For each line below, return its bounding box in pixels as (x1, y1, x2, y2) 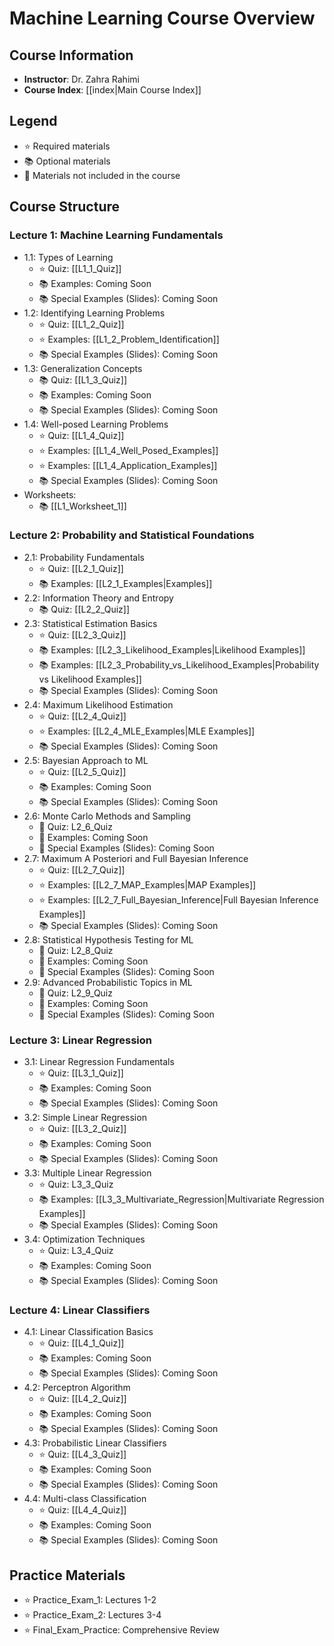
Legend (9, 113, 58, 130)
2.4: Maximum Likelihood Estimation (23, 698, 174, 711)
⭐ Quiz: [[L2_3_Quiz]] (38, 628, 127, 641)
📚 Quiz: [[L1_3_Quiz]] (38, 373, 128, 386)
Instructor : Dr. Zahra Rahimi (23, 73, 140, 85)
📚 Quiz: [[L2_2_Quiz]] (38, 603, 131, 615)
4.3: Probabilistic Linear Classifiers (23, 1437, 167, 1449)
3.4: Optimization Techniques (23, 1233, 146, 1246)
